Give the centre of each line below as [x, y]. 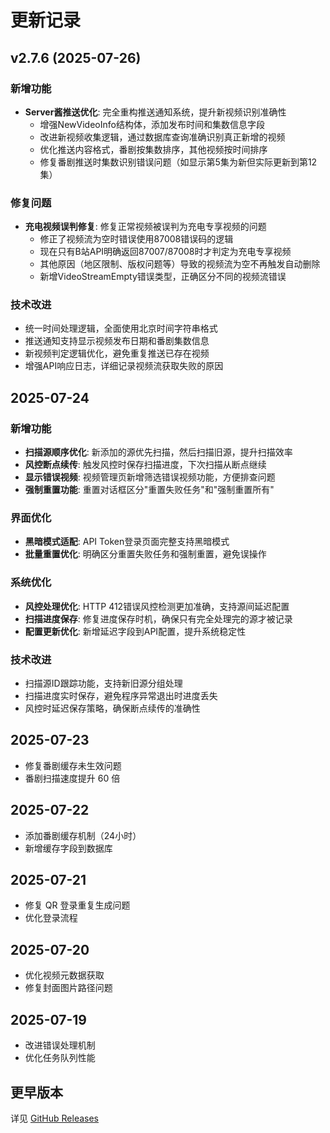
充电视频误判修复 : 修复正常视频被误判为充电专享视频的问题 [145, 227]
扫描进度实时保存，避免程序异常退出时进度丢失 [121, 696]
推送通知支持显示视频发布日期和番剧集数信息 [117, 341]
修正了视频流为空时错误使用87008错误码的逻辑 [136, 239]
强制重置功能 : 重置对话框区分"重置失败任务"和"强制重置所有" [149, 490]
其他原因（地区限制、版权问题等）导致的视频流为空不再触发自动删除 [180, 264]
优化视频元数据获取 [64, 975]
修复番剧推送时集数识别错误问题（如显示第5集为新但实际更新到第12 [178, 162]
